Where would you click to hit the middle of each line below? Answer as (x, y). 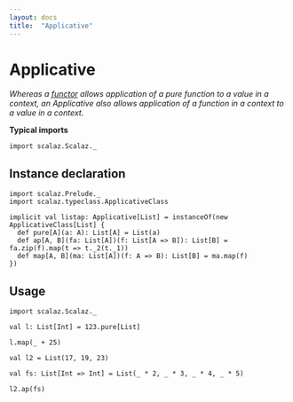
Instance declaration (67, 173)
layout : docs (33, 17)
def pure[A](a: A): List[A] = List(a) (89, 233)
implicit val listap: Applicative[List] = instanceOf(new (119, 217)
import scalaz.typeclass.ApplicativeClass (89, 202)
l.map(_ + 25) (36, 343)
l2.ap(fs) (28, 390)
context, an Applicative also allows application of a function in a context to (146, 104)
